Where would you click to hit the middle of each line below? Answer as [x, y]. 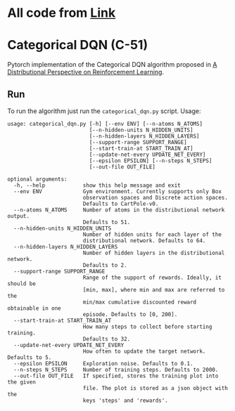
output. [19, 216]
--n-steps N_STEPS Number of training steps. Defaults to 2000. [116, 370]
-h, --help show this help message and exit [97, 185]
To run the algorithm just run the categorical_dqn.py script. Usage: [104, 111]
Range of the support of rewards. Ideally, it [152, 278]
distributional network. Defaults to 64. [144, 240]
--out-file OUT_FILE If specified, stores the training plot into [116, 376]
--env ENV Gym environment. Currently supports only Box [118, 191]
